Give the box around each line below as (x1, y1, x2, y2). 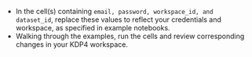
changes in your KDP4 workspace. (15, 40, 128, 49)
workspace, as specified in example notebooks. (15, 23, 170, 32)
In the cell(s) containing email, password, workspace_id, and (15, 7, 214, 16)
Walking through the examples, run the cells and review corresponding (15, 31, 245, 41)
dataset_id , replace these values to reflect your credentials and (15, 15, 221, 24)
